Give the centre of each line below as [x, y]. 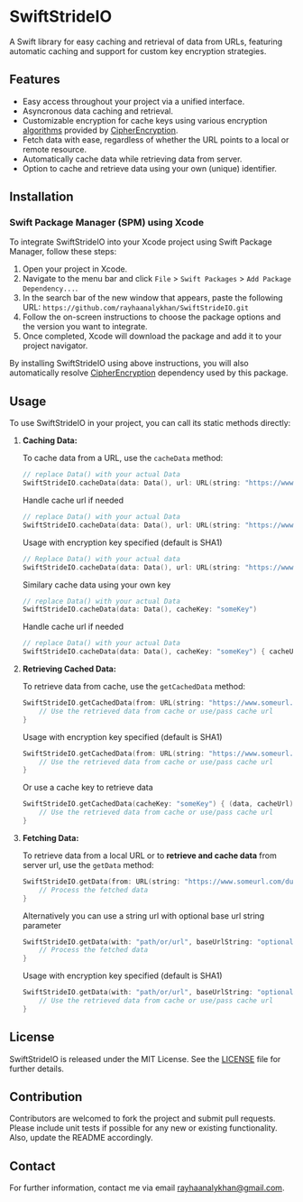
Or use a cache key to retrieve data [87, 788]
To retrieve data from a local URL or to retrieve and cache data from [149, 855]
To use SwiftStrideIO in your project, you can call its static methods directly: [150, 423]
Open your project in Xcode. [75, 269]
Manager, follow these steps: [63, 252]
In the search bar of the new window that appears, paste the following [152, 298]
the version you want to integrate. [85, 327]
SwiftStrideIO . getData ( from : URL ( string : [101, 882]
